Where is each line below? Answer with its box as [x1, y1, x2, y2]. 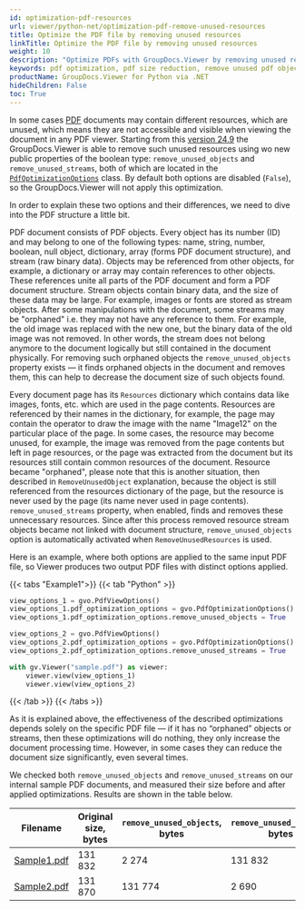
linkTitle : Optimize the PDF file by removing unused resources [9, 38, 258, 48]
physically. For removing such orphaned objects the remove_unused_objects [9, 351, 291, 363]
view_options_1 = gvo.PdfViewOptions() [9, 596, 161, 605]
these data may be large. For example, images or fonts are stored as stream [9, 294, 292, 305]
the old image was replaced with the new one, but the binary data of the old [9, 323, 293, 334]
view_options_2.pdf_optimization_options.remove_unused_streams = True [9, 646, 286, 655]
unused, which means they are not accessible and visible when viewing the [9, 124, 291, 134]
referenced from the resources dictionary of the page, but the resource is [9, 485, 284, 496]
